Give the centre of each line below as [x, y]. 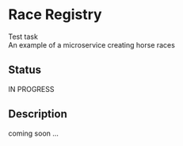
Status [25, 70]
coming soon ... [34, 133]
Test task [23, 36]
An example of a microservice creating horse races [92, 44]
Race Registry [55, 15]
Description [38, 114]
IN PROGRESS [31, 89]
